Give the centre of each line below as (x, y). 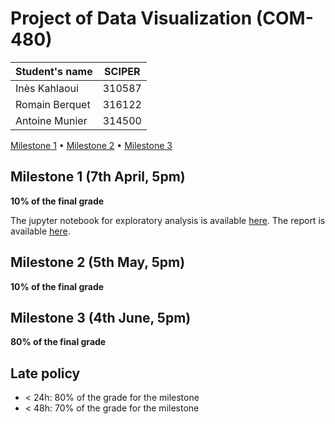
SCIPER (122, 71)
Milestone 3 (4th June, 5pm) (101, 317)
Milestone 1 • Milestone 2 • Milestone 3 (91, 145)
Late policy (45, 373)
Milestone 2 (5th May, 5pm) (98, 262)
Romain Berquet (53, 104)
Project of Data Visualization (131, 18)
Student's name (54, 71)
